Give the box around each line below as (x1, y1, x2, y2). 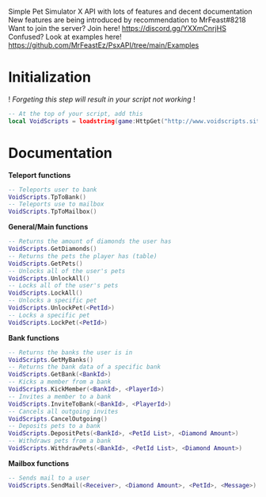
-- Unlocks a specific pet (8, 297, 97, 305)
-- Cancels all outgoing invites (8, 407, 119, 415)
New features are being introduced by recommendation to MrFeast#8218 (8, 15, 247, 25)
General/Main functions (8, 222, 89, 232)
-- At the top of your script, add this (8, 110, 144, 118)
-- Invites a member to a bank (8, 392, 112, 400)
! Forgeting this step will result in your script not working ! (8, 94, 196, 104)
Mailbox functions (8, 458, 70, 468)
